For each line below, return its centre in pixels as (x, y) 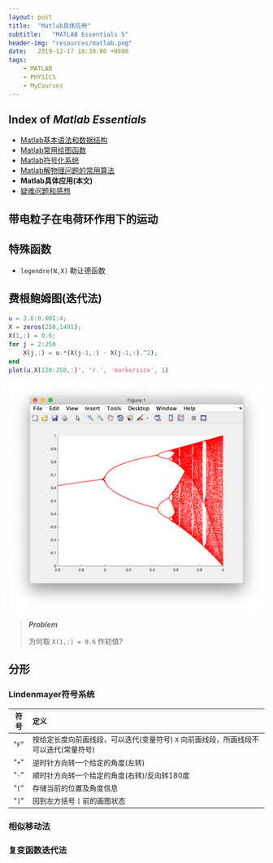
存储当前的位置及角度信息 (75, 788)
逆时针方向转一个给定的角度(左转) (89, 762)
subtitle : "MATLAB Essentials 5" (69, 34)
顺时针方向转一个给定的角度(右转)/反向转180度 (111, 775)
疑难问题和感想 (45, 191)
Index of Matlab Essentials (78, 120)
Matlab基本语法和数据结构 (64, 140)
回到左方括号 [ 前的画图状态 (79, 801)
